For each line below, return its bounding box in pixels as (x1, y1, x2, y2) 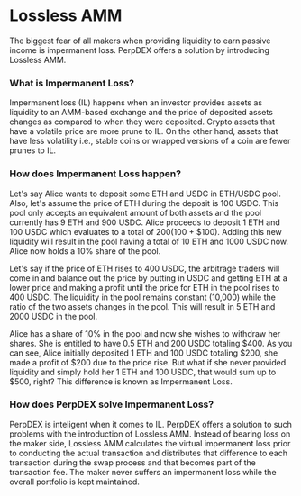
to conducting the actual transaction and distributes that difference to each (9, 447, 288, 458)
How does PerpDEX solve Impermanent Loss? (9, 398, 214, 410)
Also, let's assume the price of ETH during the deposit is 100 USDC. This (9, 197, 279, 208)
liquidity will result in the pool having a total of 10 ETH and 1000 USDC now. (9, 236, 288, 247)
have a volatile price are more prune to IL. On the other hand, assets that (9, 126, 278, 137)
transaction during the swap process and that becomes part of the (9, 456, 257, 468)
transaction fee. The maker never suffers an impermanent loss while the (9, 466, 277, 477)
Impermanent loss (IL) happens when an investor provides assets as (9, 97, 263, 108)
